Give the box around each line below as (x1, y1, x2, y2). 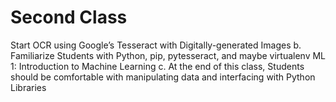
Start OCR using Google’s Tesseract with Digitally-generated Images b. (10, 39, 302, 51)
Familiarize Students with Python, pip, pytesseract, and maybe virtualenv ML (10, 49, 327, 61)
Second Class (10, 6, 128, 29)
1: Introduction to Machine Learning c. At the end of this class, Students (10, 60, 305, 72)
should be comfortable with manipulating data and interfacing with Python (10, 71, 316, 83)
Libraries (10, 81, 47, 93)
